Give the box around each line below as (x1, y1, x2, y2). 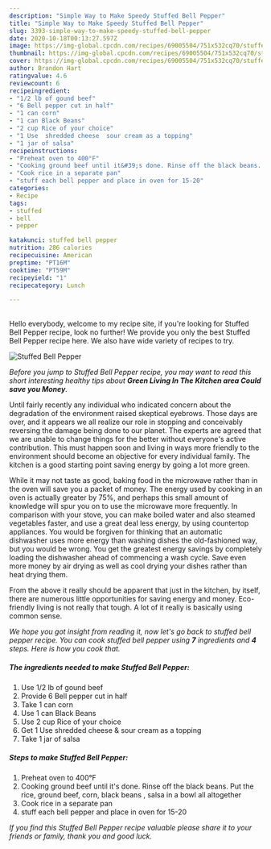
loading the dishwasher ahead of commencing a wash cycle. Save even (9, 553, 247, 563)
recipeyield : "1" (9, 273, 68, 282)
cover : (9, 57, 31, 65)
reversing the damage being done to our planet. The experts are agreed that (9, 426, 261, 435)
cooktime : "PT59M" (9, 266, 71, 274)
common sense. (9, 611, 63, 621)
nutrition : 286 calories (9, 243, 92, 252)
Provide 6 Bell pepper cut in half (20, 691, 128, 701)
